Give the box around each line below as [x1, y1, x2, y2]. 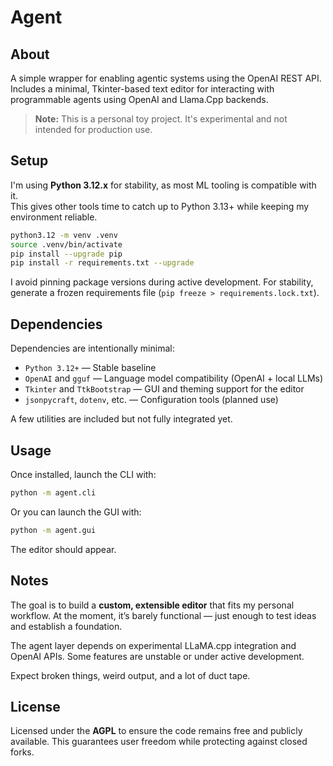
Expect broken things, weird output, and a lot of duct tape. [10, 669, 251, 681]
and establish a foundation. [10, 620, 123, 632]
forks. [10, 746, 35, 758]
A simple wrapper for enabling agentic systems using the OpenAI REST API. [10, 72, 322, 84]
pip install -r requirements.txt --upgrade [10, 258, 195, 268]
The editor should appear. [10, 543, 117, 555]
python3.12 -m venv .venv [10, 230, 118, 240]
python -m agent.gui [10, 525, 97, 535]
